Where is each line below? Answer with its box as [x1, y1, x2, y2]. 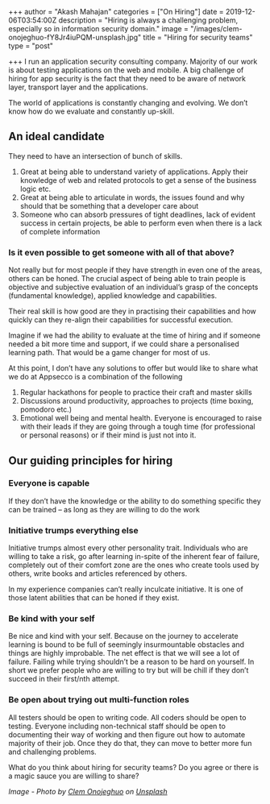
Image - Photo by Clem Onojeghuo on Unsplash [8, 786, 168, 796]
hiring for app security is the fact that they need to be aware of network [8, 74, 247, 83]
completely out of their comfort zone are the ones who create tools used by [8, 560, 260, 570]
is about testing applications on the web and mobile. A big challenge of [8, 65, 244, 75]
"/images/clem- [190, 24, 243, 33]
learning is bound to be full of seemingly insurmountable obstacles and [8, 640, 244, 649]
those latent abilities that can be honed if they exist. [8, 593, 180, 603]
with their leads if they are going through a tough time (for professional [19, 422, 255, 432]
